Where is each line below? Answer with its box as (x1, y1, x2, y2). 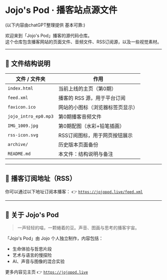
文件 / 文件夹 (15, 75, 46, 82)
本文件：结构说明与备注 (58, 150, 113, 157)
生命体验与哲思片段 (12, 246, 52, 252)
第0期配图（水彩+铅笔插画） (58, 123, 125, 130)
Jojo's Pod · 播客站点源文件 (5, 4, 118, 16)
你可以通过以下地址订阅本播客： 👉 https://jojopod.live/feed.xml (5, 188, 143, 194)
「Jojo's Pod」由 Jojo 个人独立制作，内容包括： (5, 235, 103, 242)
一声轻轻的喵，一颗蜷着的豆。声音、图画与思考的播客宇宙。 (17, 225, 140, 231)
